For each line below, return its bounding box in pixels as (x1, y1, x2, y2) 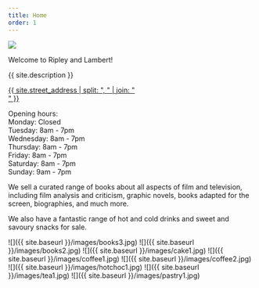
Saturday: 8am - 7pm (8, 158, 76, 168)
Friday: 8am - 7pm (8, 150, 67, 160)
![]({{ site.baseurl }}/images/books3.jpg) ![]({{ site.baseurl (8, 237, 194, 247)
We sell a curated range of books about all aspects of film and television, (8, 182, 243, 192)
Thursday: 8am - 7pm (8, 142, 78, 151)
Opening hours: (8, 109, 59, 118)
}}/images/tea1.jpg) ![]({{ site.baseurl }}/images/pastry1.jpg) (8, 271, 200, 280)
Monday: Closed (8, 117, 61, 126)
